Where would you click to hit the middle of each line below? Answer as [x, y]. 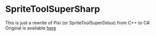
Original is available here [31, 28]
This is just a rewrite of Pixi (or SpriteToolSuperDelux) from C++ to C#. [78, 23]
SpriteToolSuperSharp [53, 9]
